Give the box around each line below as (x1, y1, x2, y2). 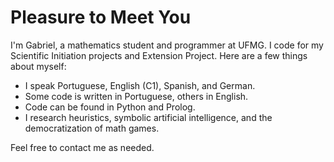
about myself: (10, 60, 67, 72)
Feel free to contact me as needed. (10, 141, 155, 153)
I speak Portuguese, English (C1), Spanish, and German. (24, 79, 256, 91)
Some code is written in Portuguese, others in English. (24, 90, 249, 102)
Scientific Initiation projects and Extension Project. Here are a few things (10, 49, 308, 61)
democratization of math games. (24, 122, 160, 134)
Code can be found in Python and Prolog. (24, 101, 196, 113)
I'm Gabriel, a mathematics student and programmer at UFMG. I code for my (10, 39, 324, 51)
